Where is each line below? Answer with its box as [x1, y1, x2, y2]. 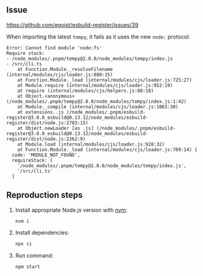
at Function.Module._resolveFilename [17, 66, 113, 72]
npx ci [15, 241, 32, 247]
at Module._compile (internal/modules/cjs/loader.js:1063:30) [17, 103, 179, 110]
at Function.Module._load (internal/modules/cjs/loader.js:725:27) [17, 76, 192, 83]
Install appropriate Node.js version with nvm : [15, 206, 128, 214]
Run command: [15, 252, 54, 259]
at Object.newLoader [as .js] [17, 125, 94, 131]
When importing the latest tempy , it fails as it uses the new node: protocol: [6, 33, 190, 40]
